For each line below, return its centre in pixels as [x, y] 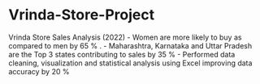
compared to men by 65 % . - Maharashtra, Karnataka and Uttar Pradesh [130, 45]
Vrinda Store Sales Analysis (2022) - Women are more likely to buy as [125, 37]
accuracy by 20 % [39, 71]
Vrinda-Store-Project [82, 15]
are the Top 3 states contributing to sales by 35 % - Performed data [122, 54]
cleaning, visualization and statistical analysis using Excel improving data [130, 63]
